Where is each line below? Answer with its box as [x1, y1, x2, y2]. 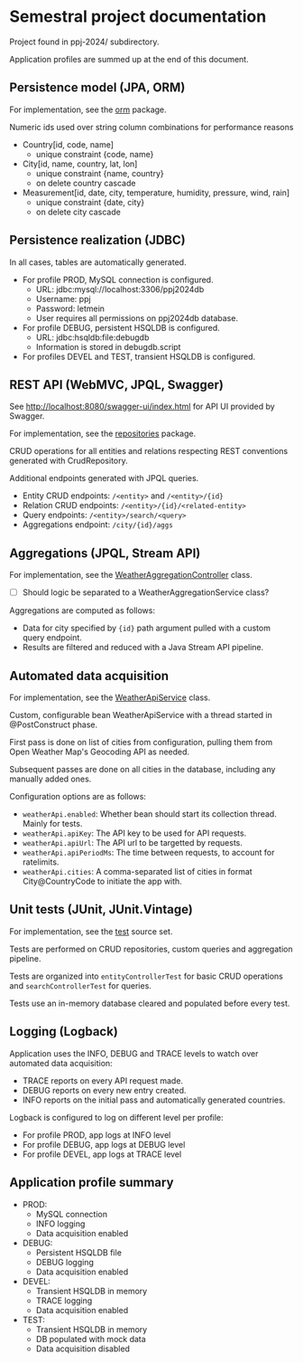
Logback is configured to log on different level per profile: [9, 1112, 224, 1122]
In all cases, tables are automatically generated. [9, 256, 187, 268]
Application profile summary [9, 1175, 174, 1190]
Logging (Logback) [9, 1024, 119, 1039]
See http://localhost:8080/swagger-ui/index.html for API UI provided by [9, 401, 275, 412]
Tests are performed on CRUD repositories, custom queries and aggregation [9, 943, 293, 954]
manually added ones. [9, 773, 92, 784]
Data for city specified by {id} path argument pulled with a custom [22, 622, 271, 634]
